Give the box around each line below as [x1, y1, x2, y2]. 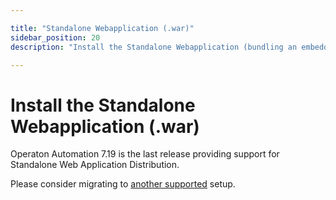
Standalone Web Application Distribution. [10, 159, 180, 171]
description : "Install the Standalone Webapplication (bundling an [10, 42, 298, 52]
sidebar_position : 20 [10, 32, 101, 43]
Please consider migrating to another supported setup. [10, 178, 236, 190]
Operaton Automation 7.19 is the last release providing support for [10, 148, 280, 160]
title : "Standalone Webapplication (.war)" [10, 23, 195, 33]
